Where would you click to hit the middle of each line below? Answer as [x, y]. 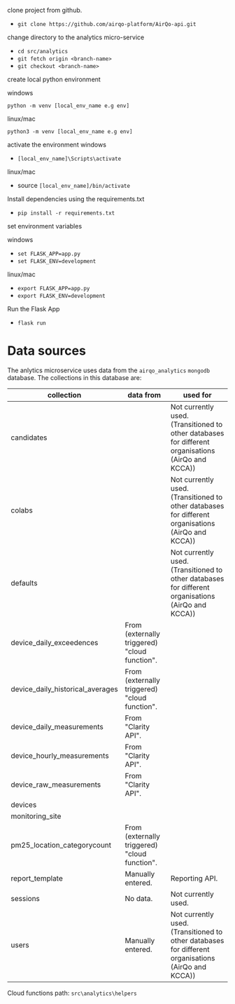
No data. [139, 898]
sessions [26, 898]
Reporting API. [194, 878]
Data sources [47, 351]
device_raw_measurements [56, 785]
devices [24, 804]
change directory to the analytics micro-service [76, 37]
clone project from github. [45, 10]
